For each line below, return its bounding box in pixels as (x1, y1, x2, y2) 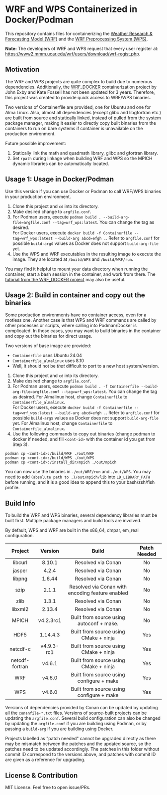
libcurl (12, 559, 28, 566)
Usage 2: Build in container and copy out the (5, 291, 145, 299)
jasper (12, 567, 28, 574)
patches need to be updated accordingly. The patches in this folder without (5, 746, 160, 752)
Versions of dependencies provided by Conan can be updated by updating (5, 705, 158, 711)
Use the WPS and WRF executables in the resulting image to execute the (12, 251, 162, 257)
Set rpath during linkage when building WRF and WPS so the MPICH (12, 155, 153, 161)
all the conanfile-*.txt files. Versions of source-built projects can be (5, 710, 147, 716)
